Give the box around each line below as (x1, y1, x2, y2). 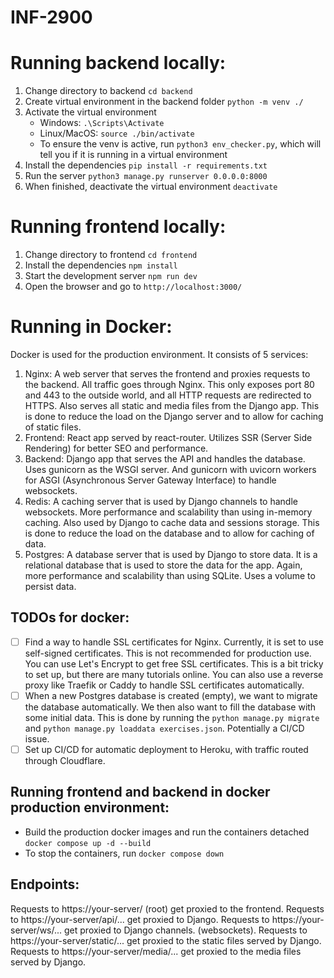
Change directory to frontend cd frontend (24, 249, 198, 261)
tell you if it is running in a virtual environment (39, 149, 228, 161)
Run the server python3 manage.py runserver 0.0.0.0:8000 (24, 170, 268, 182)
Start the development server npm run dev (24, 270, 198, 282)
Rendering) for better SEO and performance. (24, 442, 209, 454)
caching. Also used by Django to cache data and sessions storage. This (24, 517, 320, 528)
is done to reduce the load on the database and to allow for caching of (24, 527, 315, 539)
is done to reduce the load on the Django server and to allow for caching (24, 411, 324, 422)
